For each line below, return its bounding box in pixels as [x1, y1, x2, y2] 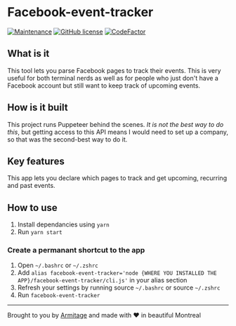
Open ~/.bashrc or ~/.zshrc [17, 261, 98, 270]
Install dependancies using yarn [17, 220, 110, 229]
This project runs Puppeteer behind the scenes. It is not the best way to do [7, 120, 224, 128]
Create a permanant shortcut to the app [7, 245, 145, 255]
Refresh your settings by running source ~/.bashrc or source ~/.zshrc [17, 283, 221, 292]
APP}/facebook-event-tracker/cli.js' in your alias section [17, 276, 188, 285]
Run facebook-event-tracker [17, 291, 100, 299]
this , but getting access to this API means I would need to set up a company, [7, 128, 229, 136]
